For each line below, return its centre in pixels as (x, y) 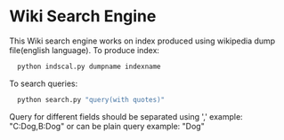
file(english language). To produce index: (85, 50)
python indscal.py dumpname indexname (89, 66)
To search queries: (44, 83)
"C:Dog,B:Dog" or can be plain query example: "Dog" (107, 126)
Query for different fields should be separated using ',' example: (126, 116)
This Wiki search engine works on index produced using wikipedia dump (142, 41)
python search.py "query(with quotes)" (91, 99)
